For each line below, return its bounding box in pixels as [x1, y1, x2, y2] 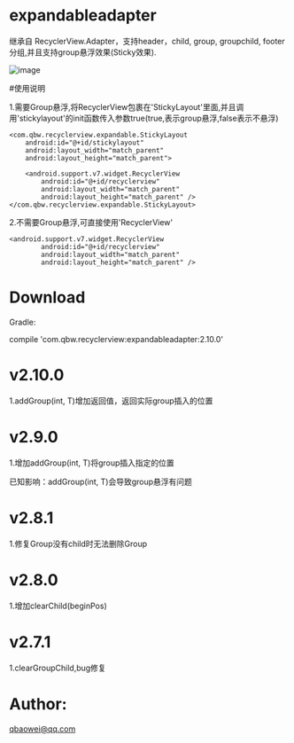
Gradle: [9, 317, 36, 327]
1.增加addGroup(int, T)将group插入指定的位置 [9, 458, 174, 468]
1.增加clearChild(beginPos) [9, 600, 108, 611]
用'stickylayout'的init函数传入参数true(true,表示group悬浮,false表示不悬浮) [9, 113, 279, 123]
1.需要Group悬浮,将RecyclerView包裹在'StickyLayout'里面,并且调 [9, 101, 244, 112]
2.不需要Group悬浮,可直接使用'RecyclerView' [9, 216, 174, 227]
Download [9, 287, 86, 308]
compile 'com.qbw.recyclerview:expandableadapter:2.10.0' [9, 333, 224, 344]
